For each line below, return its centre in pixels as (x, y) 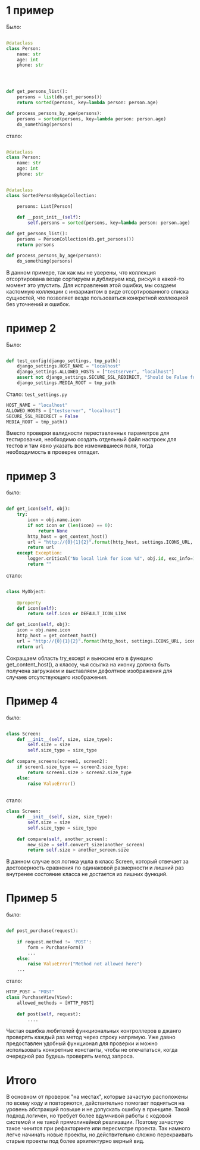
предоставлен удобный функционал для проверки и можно (82, 1043)
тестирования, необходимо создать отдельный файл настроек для (91, 440)
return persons (36, 245)
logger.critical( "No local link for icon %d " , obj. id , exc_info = (110, 559)
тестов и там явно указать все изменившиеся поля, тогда (80, 446)
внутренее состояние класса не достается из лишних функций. (87, 874)
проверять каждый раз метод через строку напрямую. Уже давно (91, 1037)
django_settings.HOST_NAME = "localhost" (69, 366)
